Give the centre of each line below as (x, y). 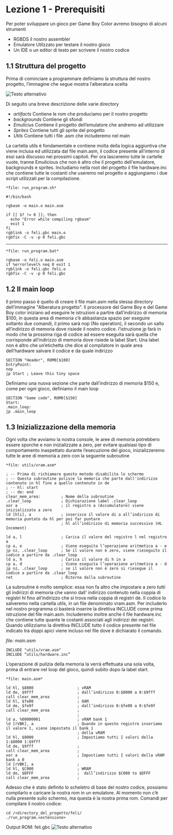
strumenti (16, 29)
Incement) (16, 528)
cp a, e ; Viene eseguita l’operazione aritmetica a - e (86, 546)
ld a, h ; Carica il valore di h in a (66, 560)
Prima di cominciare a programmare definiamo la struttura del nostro (78, 79)
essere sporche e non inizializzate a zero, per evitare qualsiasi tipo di (79, 445)
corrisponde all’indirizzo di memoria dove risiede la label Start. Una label (82, 339)
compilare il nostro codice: (34, 804)
